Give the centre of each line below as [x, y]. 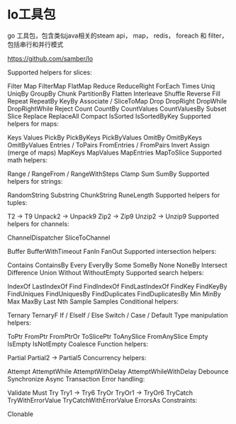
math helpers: [28, 160]
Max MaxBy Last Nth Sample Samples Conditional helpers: [93, 301]
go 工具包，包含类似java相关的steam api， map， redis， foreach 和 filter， [118, 35]
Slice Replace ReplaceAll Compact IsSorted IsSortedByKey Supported [109, 116]
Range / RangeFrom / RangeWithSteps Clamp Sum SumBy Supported [108, 174]
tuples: [17, 202]
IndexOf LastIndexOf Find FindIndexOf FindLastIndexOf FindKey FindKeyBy [117, 286]
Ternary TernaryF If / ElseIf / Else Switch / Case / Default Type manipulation [118, 315]
